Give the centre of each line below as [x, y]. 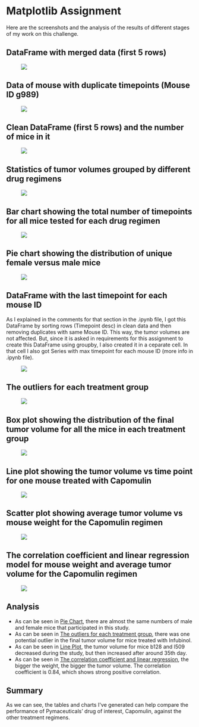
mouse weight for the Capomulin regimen [85, 523]
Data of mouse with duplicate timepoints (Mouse [98, 86]
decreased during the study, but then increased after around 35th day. [101, 653]
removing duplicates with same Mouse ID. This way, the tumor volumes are [98, 332]
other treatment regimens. [38, 717]
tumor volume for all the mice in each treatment [96, 429]
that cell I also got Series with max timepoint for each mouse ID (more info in [99, 351]
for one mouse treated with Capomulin [79, 480]
